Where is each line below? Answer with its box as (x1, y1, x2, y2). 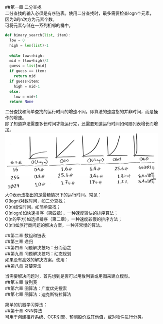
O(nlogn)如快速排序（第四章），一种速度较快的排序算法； (5, 210, 118, 216)
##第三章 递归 (5, 239, 33, 244)
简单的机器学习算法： (5, 302, 48, 307)
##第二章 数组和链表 (5, 232, 46, 238)
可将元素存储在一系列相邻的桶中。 (5, 22, 73, 28)
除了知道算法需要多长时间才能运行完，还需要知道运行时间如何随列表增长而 (5, 121, 154, 127)
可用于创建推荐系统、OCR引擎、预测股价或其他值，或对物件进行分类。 (5, 314, 146, 320)
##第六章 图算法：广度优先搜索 (5, 285, 67, 291)
